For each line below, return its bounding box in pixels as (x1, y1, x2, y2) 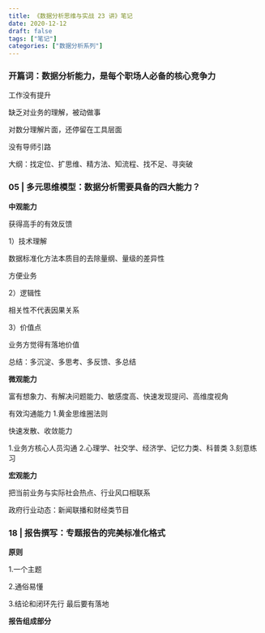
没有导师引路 (8, 142, 51, 152)
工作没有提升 (8, 90, 51, 100)
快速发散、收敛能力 (8, 425, 73, 435)
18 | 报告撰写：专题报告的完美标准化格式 (8, 527, 166, 538)
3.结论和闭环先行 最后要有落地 (8, 599, 109, 609)
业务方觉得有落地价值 (8, 339, 79, 349)
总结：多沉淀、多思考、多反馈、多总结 (8, 356, 136, 366)
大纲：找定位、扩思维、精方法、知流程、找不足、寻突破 (8, 159, 193, 169)
